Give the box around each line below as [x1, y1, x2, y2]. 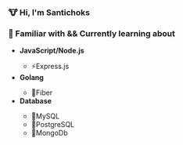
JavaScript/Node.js [19, 46, 84, 56]
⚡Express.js [30, 62, 70, 71]
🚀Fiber [30, 88, 53, 97]
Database [19, 96, 52, 106]
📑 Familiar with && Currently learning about [8, 27, 176, 38]
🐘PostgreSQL [30, 120, 75, 129]
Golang [19, 73, 45, 82]
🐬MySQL [30, 111, 60, 121]
